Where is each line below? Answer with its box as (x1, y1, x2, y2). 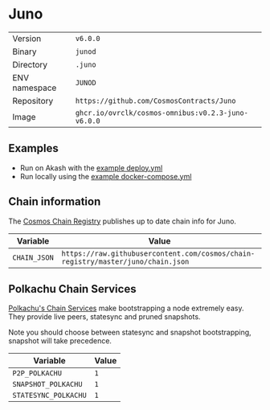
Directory (12, 59, 48, 70)
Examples (8, 141, 59, 155)
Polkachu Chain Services (8, 282, 137, 296)
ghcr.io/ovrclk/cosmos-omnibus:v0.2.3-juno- (75, 108, 249, 117)
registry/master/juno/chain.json (61, 256, 190, 266)
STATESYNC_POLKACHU (12, 391, 87, 400)
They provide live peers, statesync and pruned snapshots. (8, 312, 201, 322)
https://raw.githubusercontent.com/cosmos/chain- (61, 248, 256, 258)
